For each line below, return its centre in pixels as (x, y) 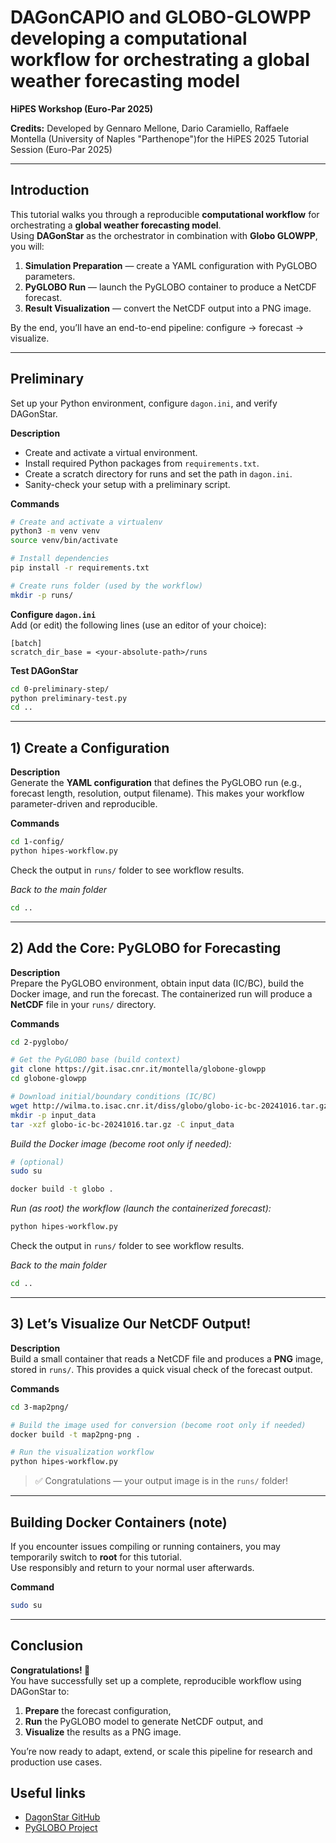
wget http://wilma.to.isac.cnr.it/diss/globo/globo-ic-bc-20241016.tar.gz (169, 1106)
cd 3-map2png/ (40, 1407)
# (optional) (37, 1162)
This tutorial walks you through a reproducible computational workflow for (165, 214)
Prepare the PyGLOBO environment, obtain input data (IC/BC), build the (157, 983)
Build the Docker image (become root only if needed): (121, 1143)
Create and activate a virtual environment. (111, 452)
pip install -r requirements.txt (80, 568)
